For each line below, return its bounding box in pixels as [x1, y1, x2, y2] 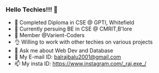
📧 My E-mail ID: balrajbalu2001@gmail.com [14, 53, 121, 60]
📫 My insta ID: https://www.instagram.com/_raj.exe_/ [14, 60, 147, 68]
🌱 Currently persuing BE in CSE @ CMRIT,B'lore [14, 25, 133, 32]
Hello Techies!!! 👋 [5, 5, 58, 14]
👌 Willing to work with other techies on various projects [14, 38, 153, 45]
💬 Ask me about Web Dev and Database [14, 47, 113, 54]
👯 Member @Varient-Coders [14, 32, 85, 39]
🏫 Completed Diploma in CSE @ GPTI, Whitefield [14, 19, 134, 26]
